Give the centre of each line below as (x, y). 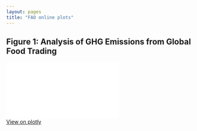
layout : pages (24, 12)
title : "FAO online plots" (40, 17)
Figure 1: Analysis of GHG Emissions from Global (98, 42)
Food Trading (32, 51)
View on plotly (24, 122)
